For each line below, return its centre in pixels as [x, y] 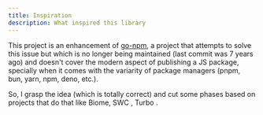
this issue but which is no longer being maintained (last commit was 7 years [131, 54]
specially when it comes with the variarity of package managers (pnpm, [124, 70]
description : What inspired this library [77, 23]
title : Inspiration [40, 15]
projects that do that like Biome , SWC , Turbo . [83, 102]
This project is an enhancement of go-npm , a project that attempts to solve [130, 45]
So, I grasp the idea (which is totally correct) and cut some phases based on [132, 94]
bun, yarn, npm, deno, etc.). [53, 79]
